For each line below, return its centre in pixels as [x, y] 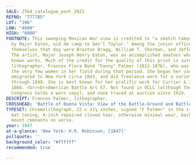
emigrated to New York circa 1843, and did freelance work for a [92, 77]
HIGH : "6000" [22, 33]
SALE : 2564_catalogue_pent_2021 [45, 11]
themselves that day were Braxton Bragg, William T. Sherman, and [94, 50]
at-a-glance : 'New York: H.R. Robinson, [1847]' [66, 131]
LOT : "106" [19, 22]
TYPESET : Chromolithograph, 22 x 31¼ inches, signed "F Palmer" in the [95, 109]
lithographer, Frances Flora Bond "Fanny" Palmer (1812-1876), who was [100, 66]
